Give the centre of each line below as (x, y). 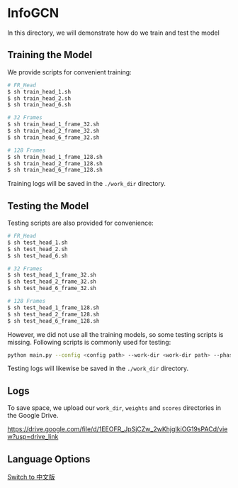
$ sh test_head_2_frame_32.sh (52, 282)
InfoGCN (33, 13)
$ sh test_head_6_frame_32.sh (52, 289)
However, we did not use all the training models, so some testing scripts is (115, 334)
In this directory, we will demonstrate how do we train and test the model (113, 33)
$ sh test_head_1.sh (38, 243)
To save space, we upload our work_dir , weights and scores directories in (114, 408)
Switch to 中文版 (31, 477)
